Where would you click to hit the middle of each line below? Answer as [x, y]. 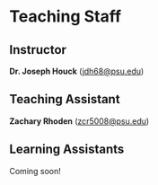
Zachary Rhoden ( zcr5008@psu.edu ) [79, 121]
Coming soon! [35, 171]
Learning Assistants [67, 150]
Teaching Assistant [65, 99]
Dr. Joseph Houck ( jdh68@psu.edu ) [77, 71]
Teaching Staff [66, 17]
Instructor [38, 50]
